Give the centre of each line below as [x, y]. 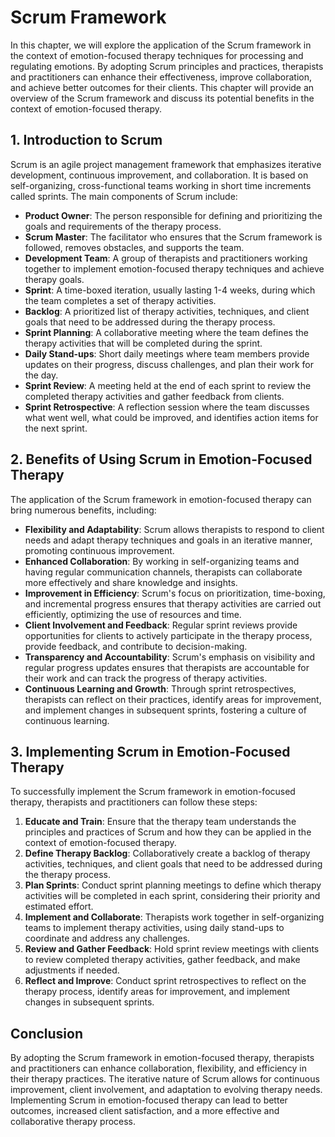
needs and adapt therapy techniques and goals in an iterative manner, [168, 540]
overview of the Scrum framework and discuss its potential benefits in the [162, 98]
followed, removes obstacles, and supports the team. [134, 247]
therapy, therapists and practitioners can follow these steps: [134, 802]
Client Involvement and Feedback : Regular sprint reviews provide [161, 625]
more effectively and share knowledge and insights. [131, 582]
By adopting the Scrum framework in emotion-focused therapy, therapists [162, 1058]
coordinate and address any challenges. [107, 938]
